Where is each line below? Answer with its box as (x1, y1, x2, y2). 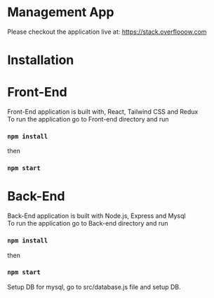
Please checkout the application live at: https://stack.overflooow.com (7, 27, 207, 36)
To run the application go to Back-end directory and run (7, 219, 168, 228)
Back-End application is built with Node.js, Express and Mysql (7, 212, 186, 220)
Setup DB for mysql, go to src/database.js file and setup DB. (7, 283, 181, 291)
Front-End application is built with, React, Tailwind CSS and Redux (7, 108, 199, 116)
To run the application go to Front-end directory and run (7, 115, 170, 124)
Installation (7, 52, 74, 68)
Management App (7, 4, 114, 20)
